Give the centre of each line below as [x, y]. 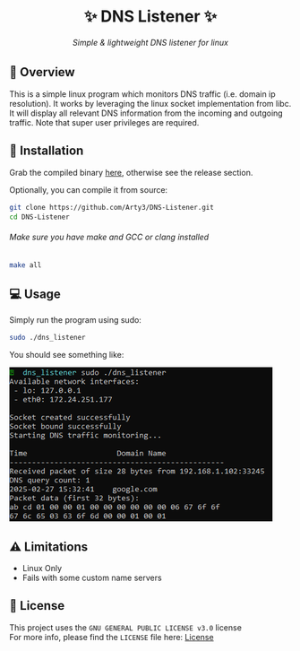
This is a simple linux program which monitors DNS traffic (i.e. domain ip [142, 94]
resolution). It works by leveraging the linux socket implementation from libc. [150, 103]
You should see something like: [67, 355]
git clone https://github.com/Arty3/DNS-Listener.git [112, 207]
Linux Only [42, 568]
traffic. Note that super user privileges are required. [104, 122]
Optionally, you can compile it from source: [89, 189]
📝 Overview [42, 72]
